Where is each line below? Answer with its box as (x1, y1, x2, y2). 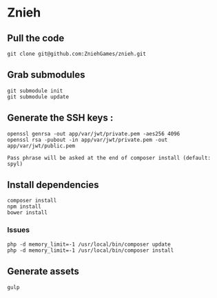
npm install (7, 203, 41, 211)
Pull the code (7, 32, 65, 44)
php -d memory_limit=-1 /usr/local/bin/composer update (7, 241, 171, 248)
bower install (7, 209, 48, 216)
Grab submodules (7, 69, 85, 81)
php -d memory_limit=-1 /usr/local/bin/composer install (7, 246, 174, 254)
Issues (7, 225, 30, 235)
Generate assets (7, 266, 79, 277)
